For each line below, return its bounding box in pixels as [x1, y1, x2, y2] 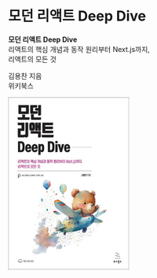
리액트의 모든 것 [8, 54, 57, 64]
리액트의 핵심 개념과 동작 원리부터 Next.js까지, [8, 44, 151, 54]
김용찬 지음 [8, 71, 42, 80]
